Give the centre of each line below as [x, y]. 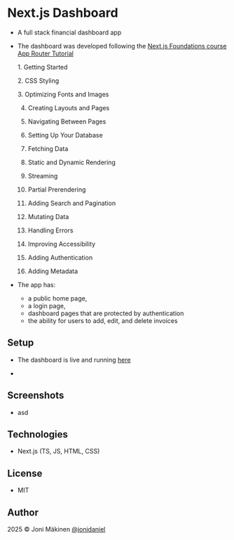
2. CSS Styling [38, 80]
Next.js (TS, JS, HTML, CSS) [58, 452]
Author [23, 512]
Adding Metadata [53, 271]
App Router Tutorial [45, 53]
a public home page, [57, 298]
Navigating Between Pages [67, 121]
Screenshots [36, 396]
